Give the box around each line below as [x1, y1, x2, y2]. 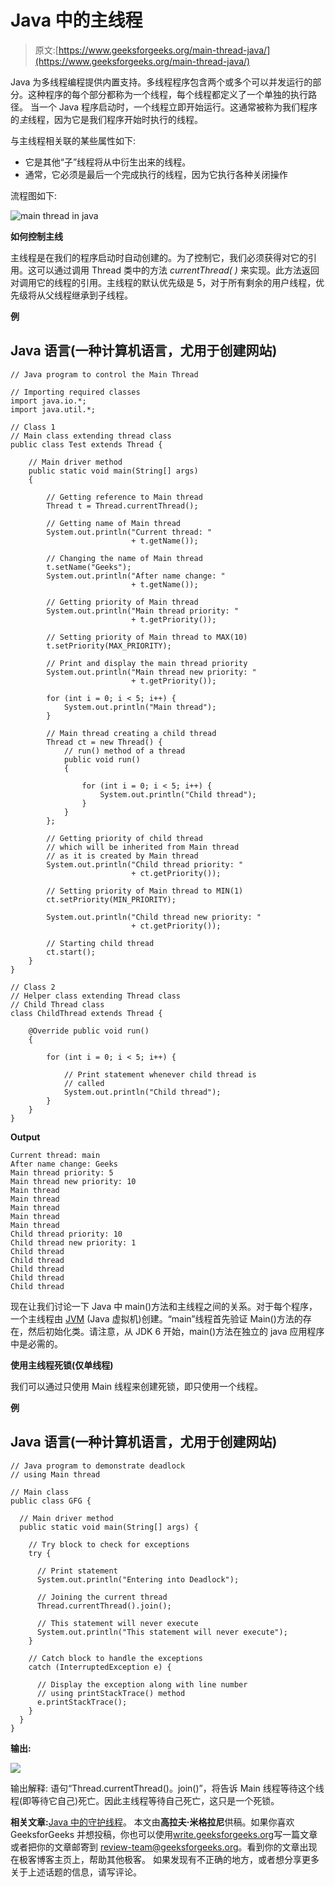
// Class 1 [10, 422, 56, 432]
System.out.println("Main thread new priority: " [46, 667, 257, 677]
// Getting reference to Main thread [46, 492, 203, 502]
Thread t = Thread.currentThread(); [46, 501, 199, 511]
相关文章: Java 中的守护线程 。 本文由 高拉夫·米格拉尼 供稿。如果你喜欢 [10, 1816, 295, 1828]
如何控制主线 [10, 230, 63, 242]
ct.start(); [46, 947, 97, 957]
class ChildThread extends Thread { [10, 1008, 163, 1018]
